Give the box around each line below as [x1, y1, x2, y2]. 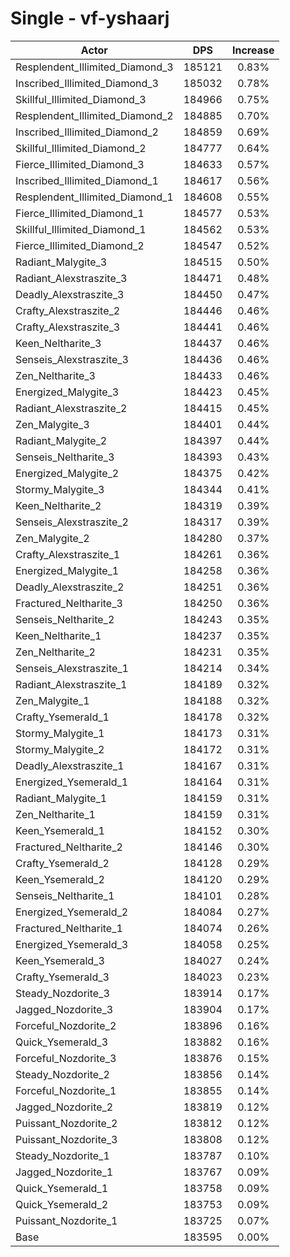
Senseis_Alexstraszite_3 [15, 352, 129, 366]
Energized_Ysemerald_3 [15, 937, 129, 951]
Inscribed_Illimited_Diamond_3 [15, 76, 159, 90]
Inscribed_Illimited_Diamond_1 [15, 173, 159, 187]
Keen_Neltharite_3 [15, 336, 102, 350]
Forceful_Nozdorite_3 [15, 1051, 117, 1065]
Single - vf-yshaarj [10, 7, 170, 30]
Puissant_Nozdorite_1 [15, 1213, 118, 1227]
